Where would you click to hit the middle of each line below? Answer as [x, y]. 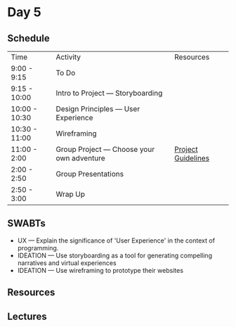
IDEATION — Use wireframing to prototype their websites [100, 270]
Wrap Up [71, 194]
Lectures [27, 316]
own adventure [80, 158]
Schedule [29, 38]
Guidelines [192, 158]
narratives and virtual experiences [67, 263]
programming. [38, 248]
